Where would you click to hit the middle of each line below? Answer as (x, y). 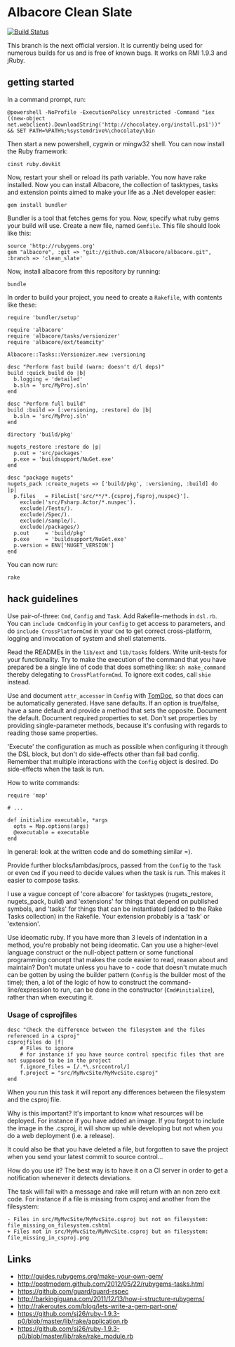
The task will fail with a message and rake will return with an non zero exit (114, 1191)
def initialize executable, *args (58, 820)
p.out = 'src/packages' (48, 453)
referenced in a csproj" (43, 1036)
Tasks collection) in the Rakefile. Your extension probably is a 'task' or (109, 916)
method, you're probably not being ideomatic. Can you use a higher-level (113, 945)
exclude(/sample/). (48, 521)
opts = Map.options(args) (52, 826)
